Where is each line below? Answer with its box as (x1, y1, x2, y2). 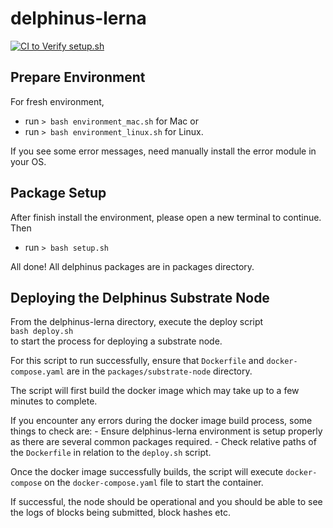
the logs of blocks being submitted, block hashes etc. (10, 507, 231, 519)
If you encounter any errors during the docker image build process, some (10, 415, 313, 427)
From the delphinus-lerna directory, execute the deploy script (10, 316, 264, 328)
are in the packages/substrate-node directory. (66, 365, 253, 377)
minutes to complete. (10, 395, 98, 407)
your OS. (10, 155, 47, 167)
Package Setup (10, 185, 107, 202)
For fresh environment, (10, 95, 105, 107)
